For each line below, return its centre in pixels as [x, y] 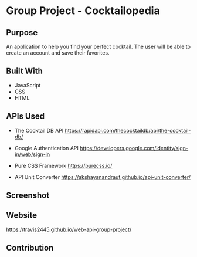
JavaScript [28, 85]
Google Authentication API [47, 148]
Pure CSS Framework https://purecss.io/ [63, 165]
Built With [24, 71]
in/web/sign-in [32, 154]
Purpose [22, 33]
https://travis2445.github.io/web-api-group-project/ [69, 229]
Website [21, 215]
